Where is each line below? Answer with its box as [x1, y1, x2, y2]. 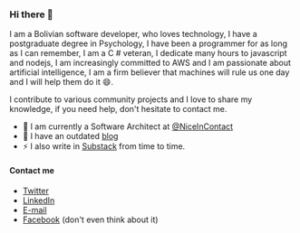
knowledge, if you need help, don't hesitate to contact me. [9, 104, 227, 115]
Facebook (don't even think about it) [22, 214, 159, 225]
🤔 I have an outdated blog [22, 131, 119, 142]
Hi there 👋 [9, 8, 54, 21]
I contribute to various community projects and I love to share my [9, 94, 253, 105]
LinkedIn [22, 194, 55, 206]
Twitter [22, 185, 50, 196]
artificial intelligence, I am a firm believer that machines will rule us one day [9, 67, 290, 78]
